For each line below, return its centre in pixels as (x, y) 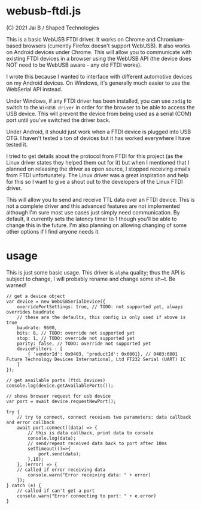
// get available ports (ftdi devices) (56, 380)
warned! (16, 285)
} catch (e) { (24, 485)
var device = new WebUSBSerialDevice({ (56, 302)
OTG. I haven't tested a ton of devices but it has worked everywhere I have (98, 138)
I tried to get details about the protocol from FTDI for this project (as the (95, 156)
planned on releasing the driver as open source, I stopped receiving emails (98, 169)
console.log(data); (52, 438)
